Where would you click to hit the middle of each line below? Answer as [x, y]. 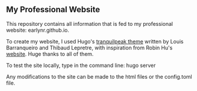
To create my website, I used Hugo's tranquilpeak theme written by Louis [95, 41]
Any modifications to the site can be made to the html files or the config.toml [99, 76]
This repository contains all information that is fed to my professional [89, 23]
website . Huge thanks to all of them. [50, 54]
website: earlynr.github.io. [38, 30]
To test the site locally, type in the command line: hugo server [81, 65]
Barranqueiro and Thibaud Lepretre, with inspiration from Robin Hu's [89, 48]
